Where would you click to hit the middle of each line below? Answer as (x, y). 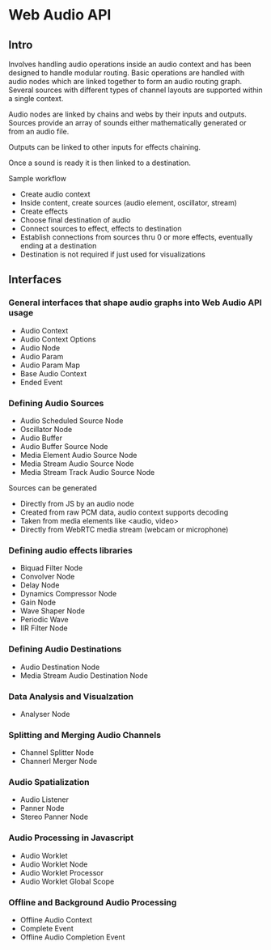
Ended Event (41, 382)
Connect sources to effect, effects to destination (101, 229)
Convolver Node (47, 577)
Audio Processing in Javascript (71, 838)
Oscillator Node (46, 429)
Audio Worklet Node (54, 864)
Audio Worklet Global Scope (67, 881)
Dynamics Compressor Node (68, 594)
